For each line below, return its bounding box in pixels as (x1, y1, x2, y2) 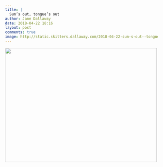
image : (5, 35, 18, 39)
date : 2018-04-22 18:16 (5, 20, 53, 26)
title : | (5, 7, 23, 12)
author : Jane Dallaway (5, 16, 51, 21)
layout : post (5, 25, 32, 30)
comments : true (5, 30, 36, 35)
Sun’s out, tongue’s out (9, 12, 60, 17)
